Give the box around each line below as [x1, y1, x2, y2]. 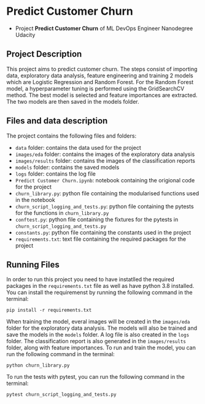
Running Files [6, 259, 60, 270]
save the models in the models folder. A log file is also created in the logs [6, 331, 190, 338]
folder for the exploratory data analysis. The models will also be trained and [6, 324, 198, 332]
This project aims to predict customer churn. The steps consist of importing [6, 65, 198, 72]
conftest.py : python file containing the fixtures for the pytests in [15, 216, 179, 223]
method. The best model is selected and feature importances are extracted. [6, 91, 198, 99]
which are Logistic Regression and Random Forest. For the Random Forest [6, 78, 194, 85]
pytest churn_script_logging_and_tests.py [6, 392, 117, 398]
